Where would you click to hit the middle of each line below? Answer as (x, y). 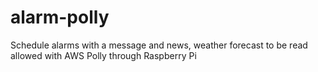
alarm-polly (60, 17)
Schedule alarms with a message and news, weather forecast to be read (159, 45)
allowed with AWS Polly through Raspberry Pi (103, 55)
